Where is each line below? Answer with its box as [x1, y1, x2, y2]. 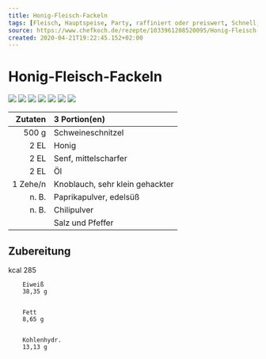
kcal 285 [8, 265, 37, 274]
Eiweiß [22, 281, 44, 288]
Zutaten [15, 114, 47, 125]
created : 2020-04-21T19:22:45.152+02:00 [8, 33, 144, 42]
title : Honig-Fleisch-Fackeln [8, 11, 108, 20]
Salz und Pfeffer [54, 217, 114, 228]
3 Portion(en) [54, 114, 105, 125]
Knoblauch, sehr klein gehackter [54, 179, 174, 190]
